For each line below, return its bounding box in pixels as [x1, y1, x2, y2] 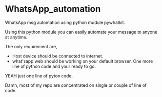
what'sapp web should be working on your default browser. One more [12, 58, 153, 64]
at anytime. [5, 34, 28, 40]
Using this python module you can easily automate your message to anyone [5, 29, 158, 35]
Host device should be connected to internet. [12, 53, 103, 59]
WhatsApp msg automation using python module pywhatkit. [5, 19, 125, 25]
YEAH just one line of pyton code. [5, 73, 73, 78]
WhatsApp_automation [5, 3, 101, 15]
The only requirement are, [5, 43, 58, 49]
